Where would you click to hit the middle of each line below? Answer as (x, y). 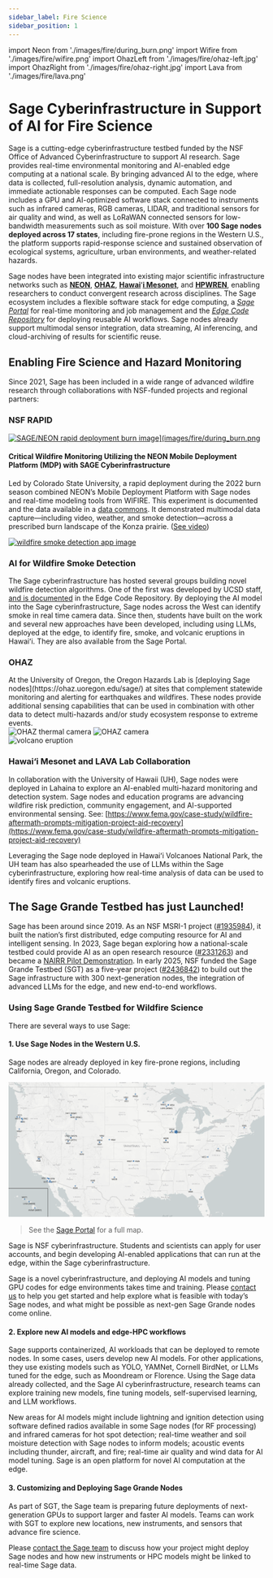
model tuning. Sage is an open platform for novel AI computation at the (127, 1461)
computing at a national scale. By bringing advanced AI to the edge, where (133, 174)
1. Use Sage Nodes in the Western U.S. (74, 1044)
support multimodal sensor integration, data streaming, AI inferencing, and (133, 328)
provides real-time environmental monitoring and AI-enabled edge (119, 166)
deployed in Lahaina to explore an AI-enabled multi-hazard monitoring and (133, 787)
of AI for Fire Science (80, 126)
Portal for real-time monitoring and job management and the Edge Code (129, 311)
